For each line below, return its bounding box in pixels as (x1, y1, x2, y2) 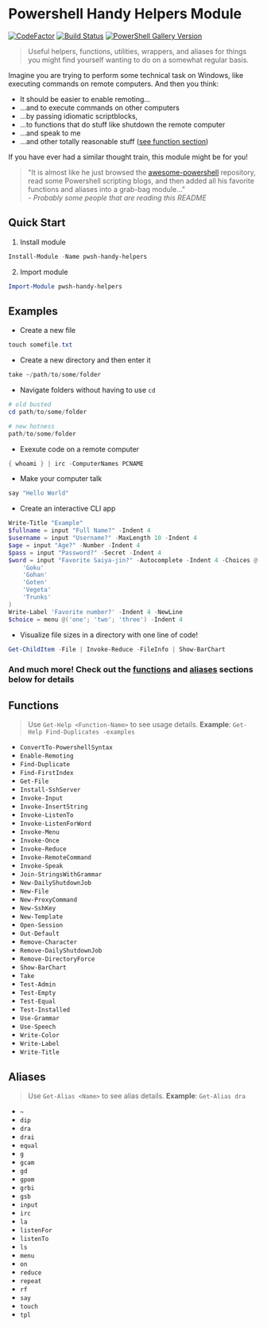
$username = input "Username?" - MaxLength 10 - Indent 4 (8, 534, 197, 542)
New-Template (19, 913, 64, 921)
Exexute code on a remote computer (19, 444, 140, 454)
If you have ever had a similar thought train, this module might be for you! (8, 152, 249, 162)
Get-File (19, 777, 49, 785)
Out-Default (19, 930, 60, 938)
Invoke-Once (19, 837, 60, 845)
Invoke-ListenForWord (19, 820, 91, 828)
